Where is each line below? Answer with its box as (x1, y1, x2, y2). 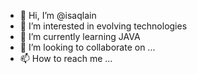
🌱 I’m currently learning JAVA (19, 31, 141, 42)
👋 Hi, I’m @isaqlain (19, 10, 97, 21)
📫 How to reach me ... (19, 53, 113, 64)
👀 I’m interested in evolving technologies (19, 20, 188, 32)
